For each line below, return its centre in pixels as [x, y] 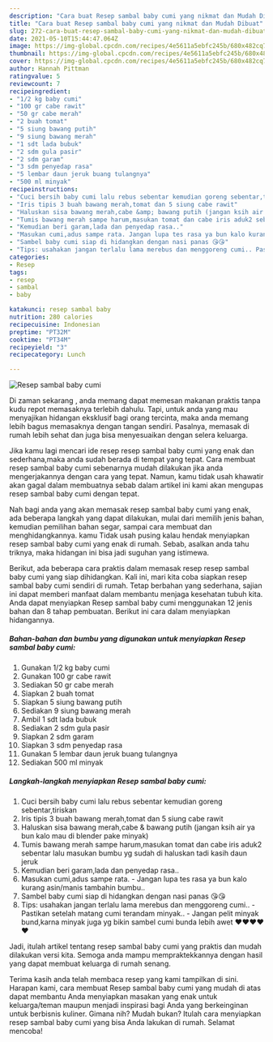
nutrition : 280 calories [51, 317]
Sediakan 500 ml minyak [62, 762]
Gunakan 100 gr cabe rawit [66, 676]
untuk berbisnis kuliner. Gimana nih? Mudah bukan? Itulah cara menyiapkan [135, 1014]
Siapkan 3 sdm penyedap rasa [71, 745]
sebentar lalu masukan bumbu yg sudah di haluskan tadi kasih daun [134, 853]
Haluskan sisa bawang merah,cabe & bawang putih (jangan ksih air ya [138, 827]
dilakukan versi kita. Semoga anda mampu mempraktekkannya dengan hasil [136, 955]
